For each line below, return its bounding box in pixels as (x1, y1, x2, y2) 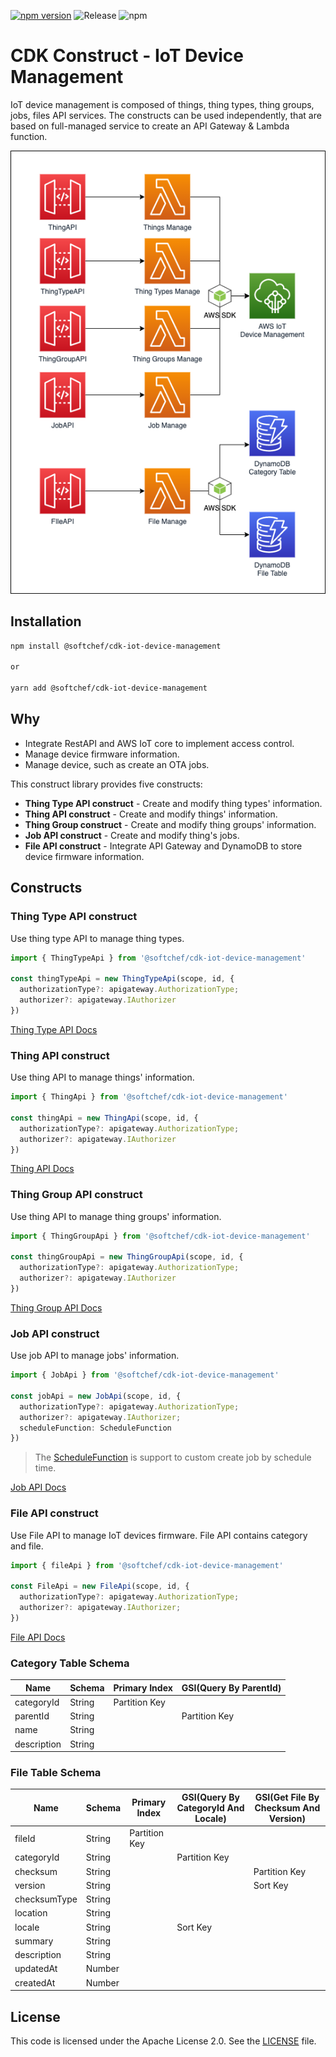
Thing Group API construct (10, 1188, 143, 1202)
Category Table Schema (10, 1656, 130, 1670)
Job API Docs (10, 1481, 67, 1494)
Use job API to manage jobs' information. (10, 1350, 180, 1362)
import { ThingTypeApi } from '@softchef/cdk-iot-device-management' (10, 953, 307, 963)
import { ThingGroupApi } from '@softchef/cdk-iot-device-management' (10, 1231, 311, 1241)
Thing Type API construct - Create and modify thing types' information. (24, 797, 323, 809)
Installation (10, 613, 82, 630)
